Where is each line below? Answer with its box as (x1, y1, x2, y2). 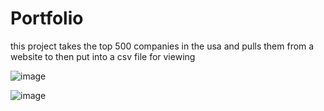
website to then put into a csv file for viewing (10, 50, 196, 62)
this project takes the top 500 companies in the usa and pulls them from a (10, 40, 315, 52)
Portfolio (10, 7, 84, 30)
